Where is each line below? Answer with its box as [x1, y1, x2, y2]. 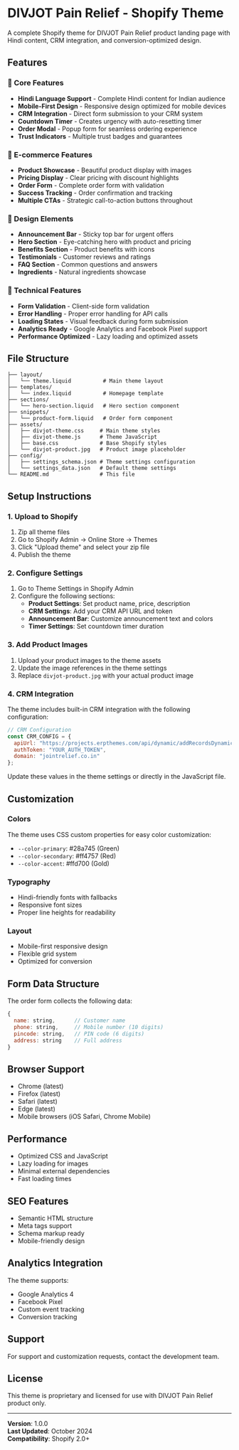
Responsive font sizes [17, 901, 83, 910]
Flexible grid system [17, 949, 77, 958]
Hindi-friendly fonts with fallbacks [17, 893, 117, 902]
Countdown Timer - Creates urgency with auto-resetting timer [17, 117, 202, 125]
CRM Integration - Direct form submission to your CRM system [17, 109, 203, 118]
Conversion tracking [17, 1312, 78, 1321]
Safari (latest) [17, 1097, 58, 1106]
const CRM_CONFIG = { [7, 732, 72, 740]
